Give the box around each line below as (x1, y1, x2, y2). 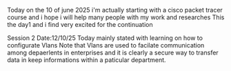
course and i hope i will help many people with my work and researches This (7, 13, 225, 21)
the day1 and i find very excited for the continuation (7, 21, 153, 28)
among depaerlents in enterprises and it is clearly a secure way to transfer (7, 48, 219, 57)
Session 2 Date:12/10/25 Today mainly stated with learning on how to (7, 34, 203, 42)
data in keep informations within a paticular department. (7, 56, 167, 64)
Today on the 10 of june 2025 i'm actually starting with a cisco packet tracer (7, 6, 223, 14)
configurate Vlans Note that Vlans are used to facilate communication (7, 41, 205, 49)
